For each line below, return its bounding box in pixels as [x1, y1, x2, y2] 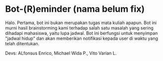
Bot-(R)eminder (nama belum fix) [5, 3, 145, 15]
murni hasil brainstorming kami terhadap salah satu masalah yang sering [5, 25, 154, 30]
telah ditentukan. [5, 40, 40, 46]
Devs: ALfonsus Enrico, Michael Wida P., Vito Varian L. [5, 50, 117, 56]
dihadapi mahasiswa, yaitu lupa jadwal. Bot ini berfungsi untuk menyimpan [5, 30, 158, 36]
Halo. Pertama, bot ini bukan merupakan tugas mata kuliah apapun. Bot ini [5, 20, 157, 26]
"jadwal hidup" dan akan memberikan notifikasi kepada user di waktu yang [5, 35, 158, 41]
